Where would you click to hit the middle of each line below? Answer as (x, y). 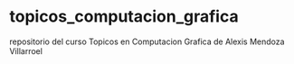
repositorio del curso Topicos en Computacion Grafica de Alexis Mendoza (147, 41)
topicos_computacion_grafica (124, 17)
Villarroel (26, 50)
